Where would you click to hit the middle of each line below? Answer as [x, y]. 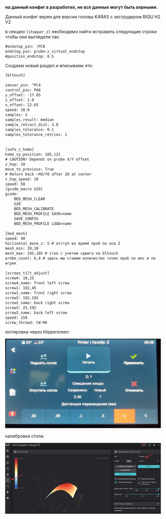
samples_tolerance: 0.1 [30, 130]
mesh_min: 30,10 [22, 248]
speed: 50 [15, 184]
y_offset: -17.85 [23, 95]
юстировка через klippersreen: [38, 332]
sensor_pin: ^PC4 [23, 85]
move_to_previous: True [30, 169]
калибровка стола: [25, 436]
